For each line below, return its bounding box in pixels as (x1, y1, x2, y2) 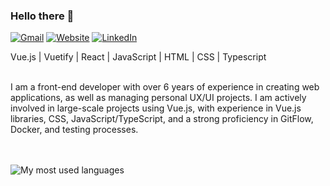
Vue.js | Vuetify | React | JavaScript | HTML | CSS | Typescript (10, 51, 267, 63)
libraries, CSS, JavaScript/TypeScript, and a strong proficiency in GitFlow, (10, 113, 314, 125)
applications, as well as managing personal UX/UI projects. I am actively (10, 92, 307, 104)
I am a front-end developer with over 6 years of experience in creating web (10, 81, 320, 93)
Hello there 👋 (10, 9, 75, 23)
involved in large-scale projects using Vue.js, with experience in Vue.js (10, 102, 302, 114)
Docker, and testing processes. (10, 124, 139, 136)
